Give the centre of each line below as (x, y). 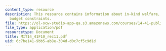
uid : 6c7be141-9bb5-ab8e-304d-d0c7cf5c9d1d (51, 41)
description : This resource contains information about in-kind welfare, (83, 14)
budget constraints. (31, 18)
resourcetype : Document (30, 32)
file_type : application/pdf (34, 28)
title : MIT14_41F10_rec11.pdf (36, 37)
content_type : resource (30, 9)
